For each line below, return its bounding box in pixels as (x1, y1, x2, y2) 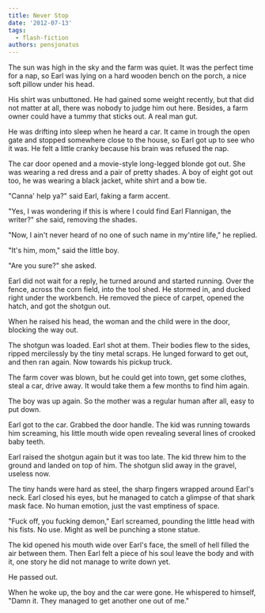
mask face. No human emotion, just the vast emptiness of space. (8, 501, 220, 511)
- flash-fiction (15, 33, 69, 42)
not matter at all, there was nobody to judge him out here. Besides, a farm (8, 104, 248, 113)
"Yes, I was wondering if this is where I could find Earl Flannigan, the (8, 206, 232, 216)
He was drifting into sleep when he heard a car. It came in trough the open (8, 127, 251, 137)
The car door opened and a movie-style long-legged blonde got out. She (8, 159, 246, 168)
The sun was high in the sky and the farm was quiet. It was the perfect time (8, 62, 254, 72)
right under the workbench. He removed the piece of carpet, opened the (8, 293, 244, 303)
